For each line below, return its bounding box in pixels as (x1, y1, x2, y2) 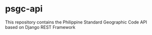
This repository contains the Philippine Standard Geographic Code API (5, 19, 147, 25)
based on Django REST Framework (5, 24, 76, 30)
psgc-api (5, 3, 43, 14)
